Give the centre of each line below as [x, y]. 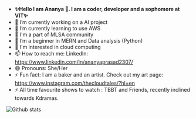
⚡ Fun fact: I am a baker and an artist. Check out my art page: [89, 75]
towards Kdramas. [36, 98]
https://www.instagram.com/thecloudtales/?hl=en [75, 83]
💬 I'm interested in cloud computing [58, 47]
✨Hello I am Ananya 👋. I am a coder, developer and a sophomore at [97, 9]
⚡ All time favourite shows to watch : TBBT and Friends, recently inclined [102, 90]
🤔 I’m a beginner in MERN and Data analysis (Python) [79, 41]
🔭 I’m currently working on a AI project [61, 22]
